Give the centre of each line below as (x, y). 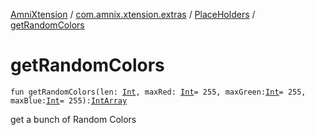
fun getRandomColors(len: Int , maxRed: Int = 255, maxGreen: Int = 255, (158, 92)
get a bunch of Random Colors (73, 119)
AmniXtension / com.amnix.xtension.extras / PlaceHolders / (133, 14)
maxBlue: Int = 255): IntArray (69, 100)
